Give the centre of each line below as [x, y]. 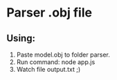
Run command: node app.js [56, 62]
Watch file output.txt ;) [48, 69]
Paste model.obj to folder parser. [63, 54]
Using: [21, 38]
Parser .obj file [49, 13]
